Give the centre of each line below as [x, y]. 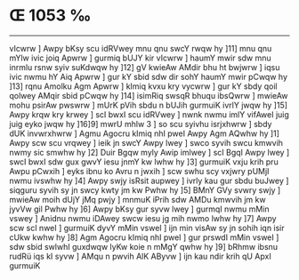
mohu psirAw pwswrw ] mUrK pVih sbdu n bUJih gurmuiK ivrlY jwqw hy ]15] [148, 105]
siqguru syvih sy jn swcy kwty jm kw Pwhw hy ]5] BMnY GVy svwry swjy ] [145, 190]
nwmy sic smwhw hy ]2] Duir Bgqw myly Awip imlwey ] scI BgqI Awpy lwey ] [149, 152]
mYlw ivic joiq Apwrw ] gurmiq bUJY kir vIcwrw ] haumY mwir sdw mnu [140, 58]
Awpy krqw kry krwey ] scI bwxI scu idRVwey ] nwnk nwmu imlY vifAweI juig [149, 114]
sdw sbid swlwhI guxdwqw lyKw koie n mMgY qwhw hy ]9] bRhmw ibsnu [144, 246]
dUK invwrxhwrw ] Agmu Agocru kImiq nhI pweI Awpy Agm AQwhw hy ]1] [145, 133]
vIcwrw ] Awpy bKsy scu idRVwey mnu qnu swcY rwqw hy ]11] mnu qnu [141, 48]
